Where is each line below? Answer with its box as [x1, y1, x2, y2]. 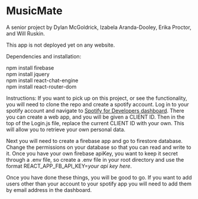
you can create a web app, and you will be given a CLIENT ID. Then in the [6, 113, 185, 120]
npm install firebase [6, 64, 54, 71]
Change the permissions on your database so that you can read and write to [6, 143, 191, 151]
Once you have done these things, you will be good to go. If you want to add [6, 174, 192, 181]
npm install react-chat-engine [6, 77, 79, 84]
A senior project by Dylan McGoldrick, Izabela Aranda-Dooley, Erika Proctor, [6, 24, 191, 31]
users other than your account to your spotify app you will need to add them [6, 180, 192, 187]
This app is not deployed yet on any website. [6, 41, 115, 48]
